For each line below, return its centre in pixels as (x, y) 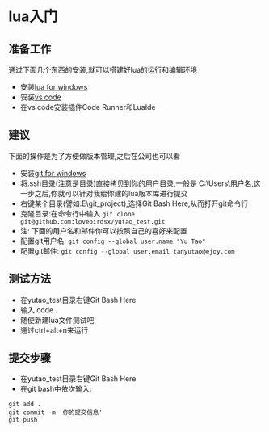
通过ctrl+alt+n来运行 (54, 330)
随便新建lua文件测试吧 (57, 320)
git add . (25, 405)
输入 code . (39, 310)
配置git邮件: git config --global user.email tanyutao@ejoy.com (127, 250)
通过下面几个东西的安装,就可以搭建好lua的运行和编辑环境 (103, 70)
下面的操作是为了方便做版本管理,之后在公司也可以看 (95, 156)
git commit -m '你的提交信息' (55, 413)
